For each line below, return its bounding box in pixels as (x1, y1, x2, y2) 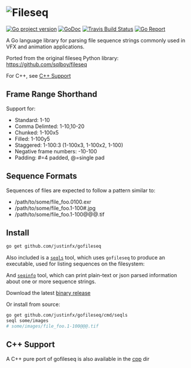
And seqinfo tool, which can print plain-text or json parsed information (6, 272, 177, 279)
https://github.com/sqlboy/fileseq (6, 61, 87, 68)
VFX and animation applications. (6, 43, 85, 50)
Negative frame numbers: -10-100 (14, 147, 97, 155)
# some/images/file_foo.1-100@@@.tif (6, 323, 99, 329)
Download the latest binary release (6, 290, 91, 297)
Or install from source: (6, 301, 61, 308)
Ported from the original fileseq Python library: (6, 54, 119, 61)
